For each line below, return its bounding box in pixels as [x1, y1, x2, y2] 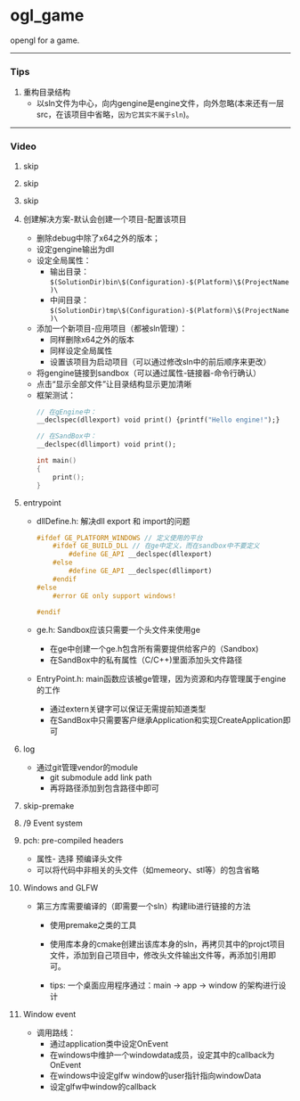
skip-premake [22, 801, 75, 811]
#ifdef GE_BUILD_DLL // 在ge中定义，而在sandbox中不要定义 [53, 541, 261, 551]
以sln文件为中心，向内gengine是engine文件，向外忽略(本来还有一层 [36, 98, 285, 109]
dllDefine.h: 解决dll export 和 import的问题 [36, 515, 191, 526]
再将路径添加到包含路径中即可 [49, 783, 159, 793]
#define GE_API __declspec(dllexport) [68, 550, 213, 559]
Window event [22, 1009, 77, 1020]
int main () [36, 456, 77, 465]
